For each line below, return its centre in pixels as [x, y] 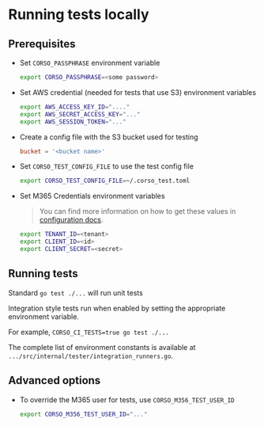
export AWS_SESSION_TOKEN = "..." [73, 122]
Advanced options [55, 380]
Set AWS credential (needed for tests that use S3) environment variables [138, 92]
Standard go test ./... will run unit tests [76, 293]
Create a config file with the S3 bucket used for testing [109, 137]
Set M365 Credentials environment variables [92, 196]
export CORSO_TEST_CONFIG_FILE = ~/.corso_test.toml [105, 181]
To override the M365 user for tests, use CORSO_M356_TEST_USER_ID [127, 399]
